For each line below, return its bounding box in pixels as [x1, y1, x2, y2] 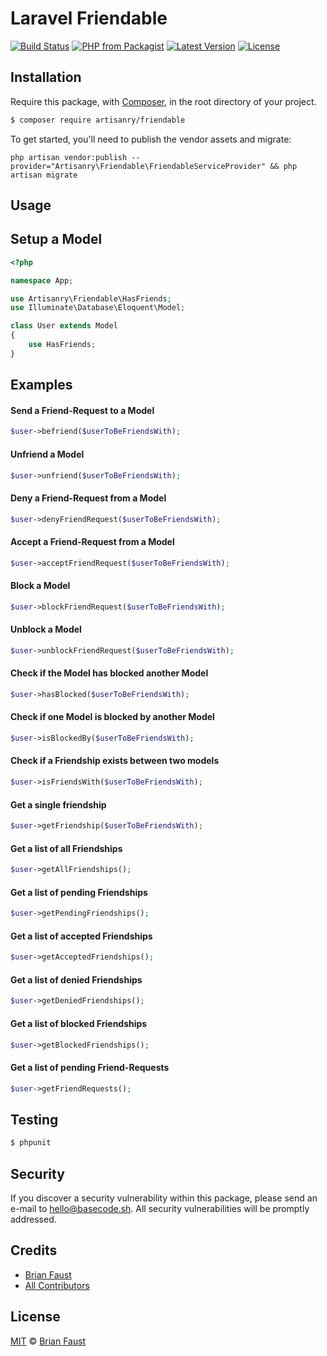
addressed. [10, 1213, 57, 1225]
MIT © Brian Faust [10, 1335, 87, 1347]
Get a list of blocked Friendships [10, 1017, 148, 1029]
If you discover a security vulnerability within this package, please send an [10, 1192, 318, 1204]
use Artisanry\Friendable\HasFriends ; [10, 293, 172, 304]
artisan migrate [10, 170, 78, 180]
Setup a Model [10, 231, 103, 248]
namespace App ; [10, 275, 74, 286]
